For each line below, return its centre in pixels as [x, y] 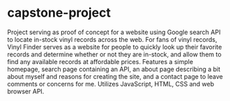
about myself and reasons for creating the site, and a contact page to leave [115, 76]
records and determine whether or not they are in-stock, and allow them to [114, 54]
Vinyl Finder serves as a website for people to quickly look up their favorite [115, 47]
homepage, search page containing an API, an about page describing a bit [114, 69]
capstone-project [59, 13]
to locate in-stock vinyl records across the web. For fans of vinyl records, [112, 39]
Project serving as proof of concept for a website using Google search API [114, 32]
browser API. [26, 91]
